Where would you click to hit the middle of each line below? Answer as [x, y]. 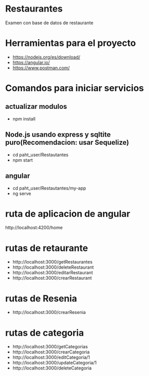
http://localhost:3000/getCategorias [50, 347]
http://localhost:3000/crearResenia [49, 312]
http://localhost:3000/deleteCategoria [52, 368]
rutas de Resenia [41, 298]
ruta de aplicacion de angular [68, 213]
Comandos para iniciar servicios [74, 88]
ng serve [22, 193]
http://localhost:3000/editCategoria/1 [51, 357]
